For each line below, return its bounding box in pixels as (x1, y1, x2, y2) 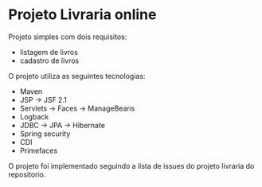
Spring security (19, 129, 71, 138)
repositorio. (8, 169, 46, 179)
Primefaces (19, 146, 58, 155)
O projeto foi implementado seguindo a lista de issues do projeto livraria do (8, 161, 255, 170)
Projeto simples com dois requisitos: (8, 32, 127, 41)
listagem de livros (19, 47, 78, 56)
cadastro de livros (19, 56, 80, 65)
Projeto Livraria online (8, 6, 157, 24)
